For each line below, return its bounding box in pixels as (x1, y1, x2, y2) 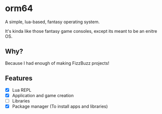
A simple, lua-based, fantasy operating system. (5, 19, 100, 25)
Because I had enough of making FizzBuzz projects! (5, 60, 109, 66)
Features (5, 74, 33, 83)
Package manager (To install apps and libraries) (12, 103, 108, 109)
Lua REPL (12, 87, 32, 93)
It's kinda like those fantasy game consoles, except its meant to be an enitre (5, 28, 157, 34)
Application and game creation (12, 92, 74, 98)
